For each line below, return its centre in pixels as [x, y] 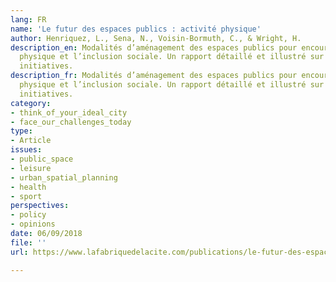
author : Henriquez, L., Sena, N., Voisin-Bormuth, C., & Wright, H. [156, 38]
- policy [28, 215]
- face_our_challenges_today [71, 122]
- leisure [31, 168]
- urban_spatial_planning [64, 177]
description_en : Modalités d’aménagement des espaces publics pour [154, 47]
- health [28, 187]
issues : [26, 150]
